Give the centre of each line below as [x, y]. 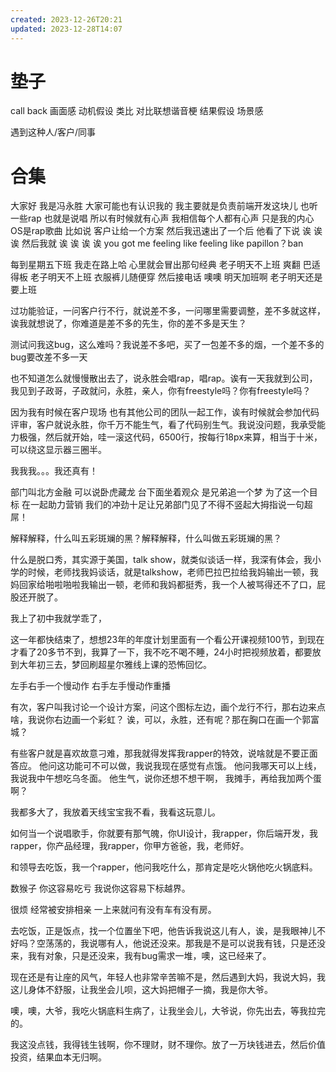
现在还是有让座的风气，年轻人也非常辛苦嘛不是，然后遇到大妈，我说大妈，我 [168, 977]
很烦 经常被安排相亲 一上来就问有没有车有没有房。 [113, 910]
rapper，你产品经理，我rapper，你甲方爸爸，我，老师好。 [130, 846]
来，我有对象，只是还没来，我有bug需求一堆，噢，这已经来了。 [141, 956]
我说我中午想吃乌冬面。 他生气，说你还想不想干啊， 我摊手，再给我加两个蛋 [166, 778]
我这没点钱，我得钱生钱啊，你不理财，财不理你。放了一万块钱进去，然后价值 [168, 1045]
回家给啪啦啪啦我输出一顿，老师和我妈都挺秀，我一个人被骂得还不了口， [167, 585]
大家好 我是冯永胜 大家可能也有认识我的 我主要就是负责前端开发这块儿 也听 [164, 206]
